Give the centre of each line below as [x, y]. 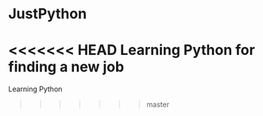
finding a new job [66, 67]
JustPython [48, 14]
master [158, 105]
